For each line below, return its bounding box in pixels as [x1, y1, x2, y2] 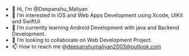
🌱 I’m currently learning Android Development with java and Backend [11, 24, 180, 31]
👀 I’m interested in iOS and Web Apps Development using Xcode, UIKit [11, 12, 183, 19]
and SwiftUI [11, 18, 40, 24]
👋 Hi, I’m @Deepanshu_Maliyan [11, 6, 88, 12]
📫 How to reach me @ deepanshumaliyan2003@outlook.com [11, 43, 161, 50]
